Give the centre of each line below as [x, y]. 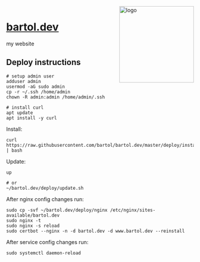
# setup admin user [30, 76]
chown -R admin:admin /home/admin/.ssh [56, 97]
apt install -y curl [32, 118]
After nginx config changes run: [45, 199]
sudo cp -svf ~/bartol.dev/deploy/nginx [57, 210]
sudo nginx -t [24, 220]
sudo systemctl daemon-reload [44, 253]
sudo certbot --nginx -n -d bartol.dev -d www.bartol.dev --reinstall [96, 231]
